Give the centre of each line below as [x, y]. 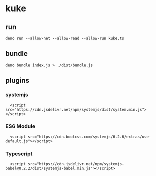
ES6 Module [20, 126]
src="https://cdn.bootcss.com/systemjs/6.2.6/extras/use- [89, 137]
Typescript [19, 154]
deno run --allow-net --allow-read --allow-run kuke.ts [65, 38]
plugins [17, 81]
